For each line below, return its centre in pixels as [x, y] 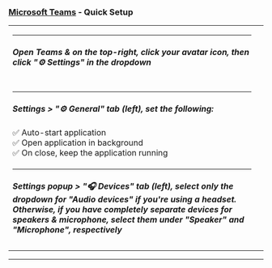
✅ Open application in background [78, 143]
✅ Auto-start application [59, 132]
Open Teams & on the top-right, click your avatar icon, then [131, 52]
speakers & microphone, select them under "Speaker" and [128, 219]
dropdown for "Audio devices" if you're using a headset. [125, 199]
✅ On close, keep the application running [90, 152]
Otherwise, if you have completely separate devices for [123, 209]
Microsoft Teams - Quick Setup [71, 12]
